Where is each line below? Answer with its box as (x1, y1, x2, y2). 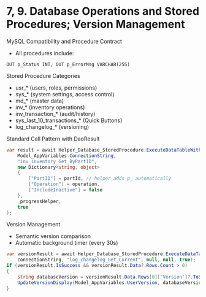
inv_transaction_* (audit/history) (15, 110, 96, 117)
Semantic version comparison (15, 233, 91, 240)
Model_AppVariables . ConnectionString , (17, 152, 116, 159)
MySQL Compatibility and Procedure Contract (6, 37, 123, 45)
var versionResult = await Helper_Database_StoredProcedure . (6, 251, 166, 257)
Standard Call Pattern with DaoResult (6, 135, 100, 142)
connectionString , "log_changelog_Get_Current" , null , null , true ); (17, 256, 196, 263)
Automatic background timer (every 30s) (15, 239, 118, 247)
